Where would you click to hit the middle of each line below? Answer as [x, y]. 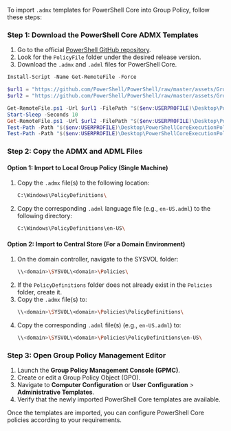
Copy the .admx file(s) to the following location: [83, 183]
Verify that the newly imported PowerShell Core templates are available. [119, 399]
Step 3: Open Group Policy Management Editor [87, 355]
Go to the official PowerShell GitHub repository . [84, 50]
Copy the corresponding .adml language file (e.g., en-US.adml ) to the [114, 209]
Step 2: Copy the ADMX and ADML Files [75, 152]
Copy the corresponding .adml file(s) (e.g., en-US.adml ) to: [99, 325]
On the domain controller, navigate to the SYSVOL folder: [98, 259]
